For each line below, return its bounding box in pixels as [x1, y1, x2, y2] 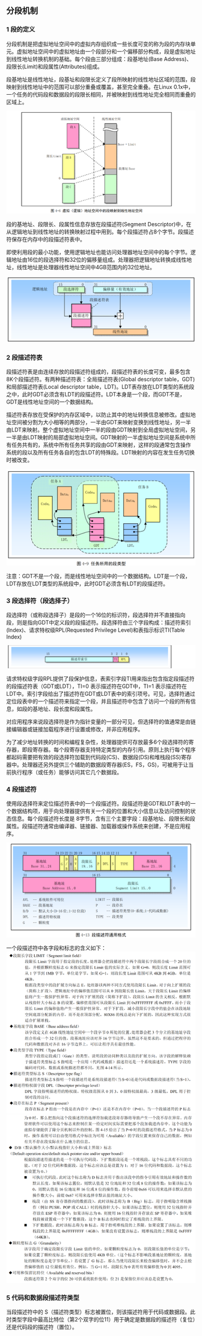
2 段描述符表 [6, 354, 43, 362]
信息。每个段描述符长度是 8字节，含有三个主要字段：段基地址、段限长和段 [11, 815, 195, 822]
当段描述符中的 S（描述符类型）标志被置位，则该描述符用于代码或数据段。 [6, 1308, 191, 1315]
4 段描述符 [6, 785, 37, 794]
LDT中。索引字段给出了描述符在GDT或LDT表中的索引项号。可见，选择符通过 [6, 690, 195, 698]
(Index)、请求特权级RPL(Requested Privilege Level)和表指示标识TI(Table [6, 626, 185, 634]
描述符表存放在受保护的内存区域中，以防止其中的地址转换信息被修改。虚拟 [6, 411, 191, 418]
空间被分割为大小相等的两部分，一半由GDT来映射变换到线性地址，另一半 [11, 419, 191, 426]
